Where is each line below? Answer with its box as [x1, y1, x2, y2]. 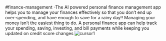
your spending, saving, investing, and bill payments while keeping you [5, 25, 149, 31]
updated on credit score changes [5, 31, 74, 36]
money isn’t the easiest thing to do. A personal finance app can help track [5, 20, 157, 26]
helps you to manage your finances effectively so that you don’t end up [5, 9, 152, 15]
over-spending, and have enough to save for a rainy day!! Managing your [5, 15, 155, 20]
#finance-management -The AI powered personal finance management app [5, 4, 161, 10]
